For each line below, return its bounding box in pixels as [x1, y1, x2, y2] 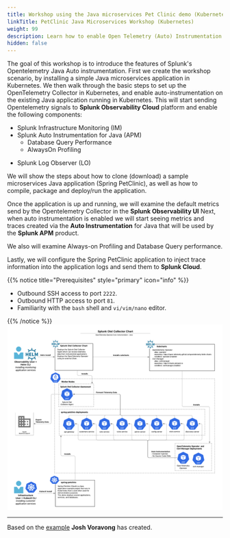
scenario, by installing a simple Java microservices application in [7, 74, 190, 82]
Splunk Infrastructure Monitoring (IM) [16, 124, 123, 132]
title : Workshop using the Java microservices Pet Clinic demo [7, 11, 192, 18]
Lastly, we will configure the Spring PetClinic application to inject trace [7, 255, 206, 264]
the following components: [7, 110, 82, 119]
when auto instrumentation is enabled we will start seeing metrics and [7, 214, 205, 222]
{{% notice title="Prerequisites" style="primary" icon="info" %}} [7, 276, 190, 284]
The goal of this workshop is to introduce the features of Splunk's [7, 60, 192, 68]
